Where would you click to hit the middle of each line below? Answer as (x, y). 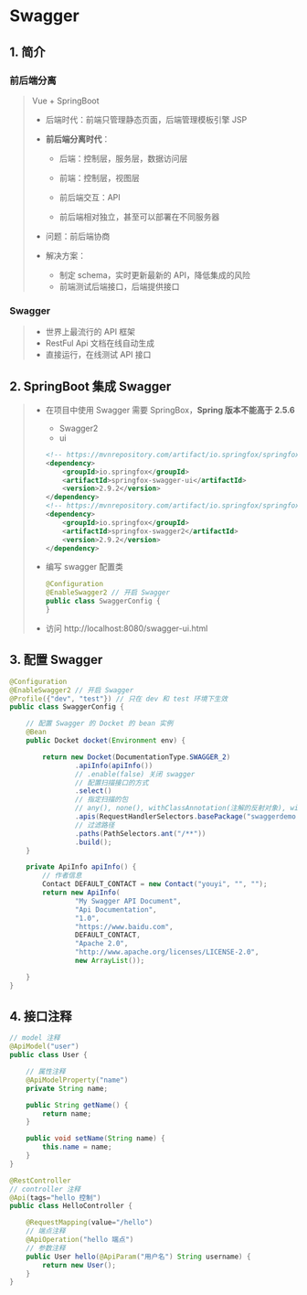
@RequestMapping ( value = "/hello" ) (90, 1223)
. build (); (93, 842)
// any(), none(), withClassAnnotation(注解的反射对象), (180, 808)
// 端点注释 (46, 1231)
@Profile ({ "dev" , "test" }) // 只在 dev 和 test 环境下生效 (119, 699)
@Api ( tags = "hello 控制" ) (55, 1198)
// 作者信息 (62, 876)
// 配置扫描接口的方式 (111, 783)
